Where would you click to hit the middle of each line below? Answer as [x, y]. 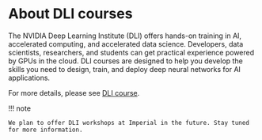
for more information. [46, 130]
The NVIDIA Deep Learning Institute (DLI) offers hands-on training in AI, [125, 36]
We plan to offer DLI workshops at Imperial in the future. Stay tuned [129, 123]
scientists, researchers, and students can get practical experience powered [131, 52]
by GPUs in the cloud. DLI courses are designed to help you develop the [125, 61]
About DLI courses [70, 14]
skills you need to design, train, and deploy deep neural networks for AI [125, 69]
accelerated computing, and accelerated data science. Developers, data [126, 44]
